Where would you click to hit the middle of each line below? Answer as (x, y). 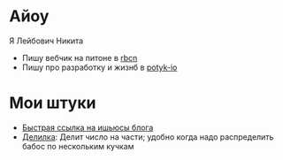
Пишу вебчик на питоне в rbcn (80, 57)
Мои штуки (53, 103)
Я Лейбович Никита (46, 41)
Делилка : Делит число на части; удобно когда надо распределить (148, 137)
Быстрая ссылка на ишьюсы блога (88, 127)
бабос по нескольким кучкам (78, 146)
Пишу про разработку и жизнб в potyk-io (99, 67)
